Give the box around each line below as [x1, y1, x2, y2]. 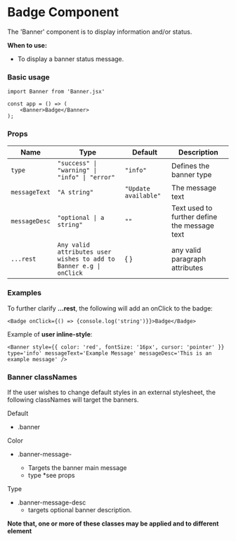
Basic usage [7, 72, 51, 82]
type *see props [27, 471, 75, 480]
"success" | [57, 159, 98, 167]
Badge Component [7, 4, 119, 20]
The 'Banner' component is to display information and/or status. [7, 27, 192, 36]
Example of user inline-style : [7, 330, 93, 338]
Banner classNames [7, 372, 77, 382]
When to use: [7, 41, 48, 49]
